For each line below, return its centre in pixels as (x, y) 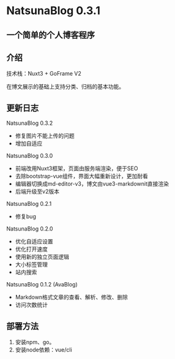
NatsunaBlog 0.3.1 (54, 11)
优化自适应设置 (34, 242)
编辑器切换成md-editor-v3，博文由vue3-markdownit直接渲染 (92, 184)
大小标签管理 (31, 264)
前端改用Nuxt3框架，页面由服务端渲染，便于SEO (76, 168)
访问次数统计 (31, 305)
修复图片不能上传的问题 (45, 136)
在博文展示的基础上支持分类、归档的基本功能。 (65, 87)
